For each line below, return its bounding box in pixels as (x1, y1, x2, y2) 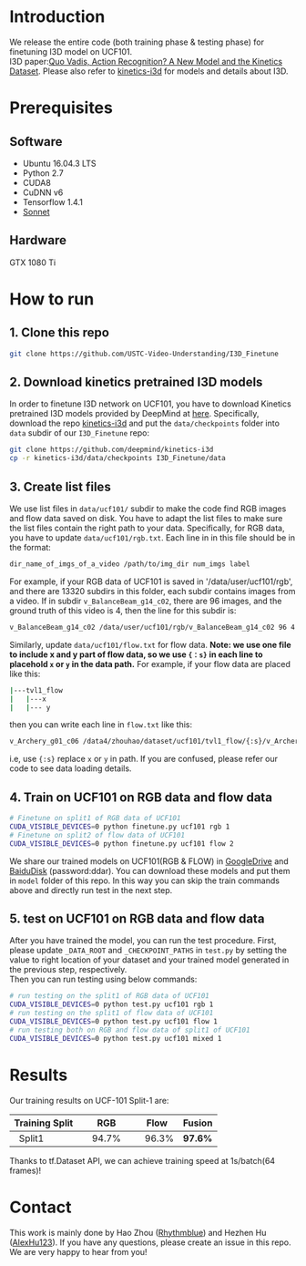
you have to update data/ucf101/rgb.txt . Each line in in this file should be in (9, 532, 296, 543)
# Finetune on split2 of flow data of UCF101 (9, 830, 185, 839)
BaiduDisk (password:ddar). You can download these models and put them (9, 865, 291, 876)
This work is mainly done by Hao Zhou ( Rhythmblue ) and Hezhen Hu (9, 1227, 267, 1238)
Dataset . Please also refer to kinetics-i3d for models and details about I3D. (9, 66, 289, 77)
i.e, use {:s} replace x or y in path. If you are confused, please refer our (9, 754, 279, 765)
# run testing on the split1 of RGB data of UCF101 (9, 992, 209, 1001)
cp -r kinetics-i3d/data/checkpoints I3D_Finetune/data (9, 454, 226, 463)
